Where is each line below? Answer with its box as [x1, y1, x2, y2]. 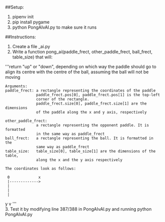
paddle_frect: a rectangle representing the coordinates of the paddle [5, 88, 156, 93]
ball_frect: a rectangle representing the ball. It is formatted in [5, 136, 154, 141]
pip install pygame [12, 19, 50, 25]
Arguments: [5, 84, 28, 89]
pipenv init [12, 14, 34, 19]
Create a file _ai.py [12, 44, 50, 49]
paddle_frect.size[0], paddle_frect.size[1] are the [36, 101, 147, 106]
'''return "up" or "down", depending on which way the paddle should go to [5, 64, 157, 69]
